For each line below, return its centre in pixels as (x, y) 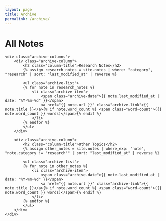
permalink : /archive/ (28, 19)
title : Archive (21, 14)
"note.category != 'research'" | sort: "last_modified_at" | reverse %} (82, 153)
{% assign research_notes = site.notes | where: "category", (88, 70)
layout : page (19, 10)
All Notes (24, 44)
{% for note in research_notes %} (59, 88)
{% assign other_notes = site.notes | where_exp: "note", (84, 149)
